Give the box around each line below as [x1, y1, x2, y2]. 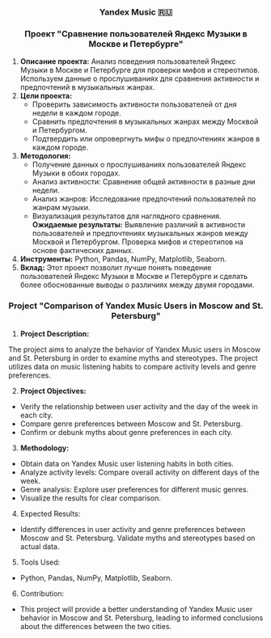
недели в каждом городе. [32, 108, 121, 118]
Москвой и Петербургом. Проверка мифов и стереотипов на [32, 237, 244, 247]
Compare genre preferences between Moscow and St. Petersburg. [19, 419, 243, 429]
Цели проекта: [19, 91, 73, 101]
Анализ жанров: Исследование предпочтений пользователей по [32, 194, 256, 204]
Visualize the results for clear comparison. [19, 492, 162, 503]
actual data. [19, 541, 60, 551]
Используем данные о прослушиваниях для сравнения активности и [19, 74, 260, 83]
